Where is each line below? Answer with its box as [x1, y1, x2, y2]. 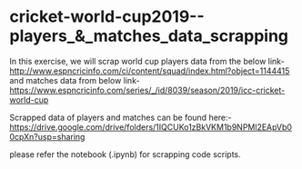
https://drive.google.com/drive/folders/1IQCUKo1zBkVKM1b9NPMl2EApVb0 [9, 121, 293, 133]
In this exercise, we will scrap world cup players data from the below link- [9, 55, 285, 66]
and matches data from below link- [9, 75, 140, 85]
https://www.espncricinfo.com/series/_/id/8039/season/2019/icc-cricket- [9, 84, 286, 95]
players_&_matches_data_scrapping [9, 25, 289, 46]
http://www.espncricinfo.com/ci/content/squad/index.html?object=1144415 [9, 65, 290, 76]
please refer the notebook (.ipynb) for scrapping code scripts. [9, 148, 241, 160]
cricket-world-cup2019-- [9, 6, 205, 27]
